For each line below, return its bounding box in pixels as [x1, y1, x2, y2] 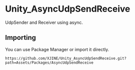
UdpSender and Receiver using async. [5, 19, 83, 25]
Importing [5, 34, 36, 42]
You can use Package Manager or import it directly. [5, 46, 109, 52]
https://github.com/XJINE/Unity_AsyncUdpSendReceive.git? [5, 56, 127, 61]
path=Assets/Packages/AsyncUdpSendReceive [5, 60, 94, 65]
